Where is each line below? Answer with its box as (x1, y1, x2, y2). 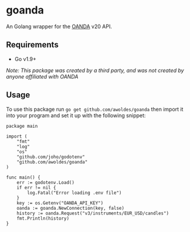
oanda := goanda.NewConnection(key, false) (16, 205, 125, 211)
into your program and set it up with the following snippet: (6, 112, 146, 119)
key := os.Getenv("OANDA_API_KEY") (16, 200, 104, 206)
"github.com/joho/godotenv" (16, 153, 85, 160)
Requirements (6, 40, 59, 50)
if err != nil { (16, 185, 57, 190)
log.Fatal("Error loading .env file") (27, 190, 122, 196)
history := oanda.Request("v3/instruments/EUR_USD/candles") (16, 210, 169, 216)
